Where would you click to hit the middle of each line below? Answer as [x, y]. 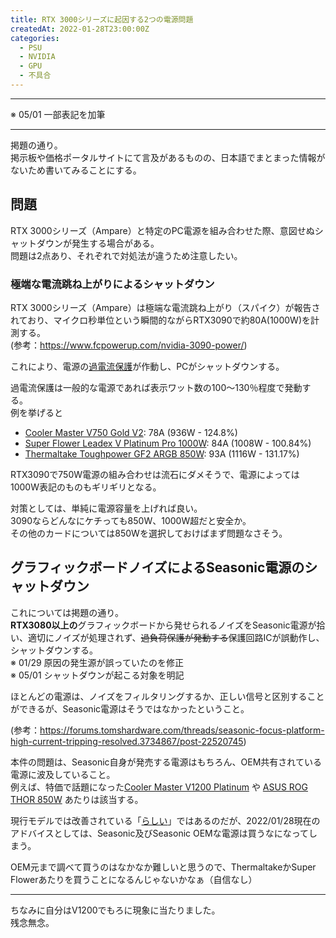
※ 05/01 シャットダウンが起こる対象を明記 [97, 675]
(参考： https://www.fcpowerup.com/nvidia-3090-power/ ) [129, 345]
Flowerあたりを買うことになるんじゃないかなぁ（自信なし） [134, 879]
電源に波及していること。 [63, 774]
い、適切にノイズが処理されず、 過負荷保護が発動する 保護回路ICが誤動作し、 [167, 637]
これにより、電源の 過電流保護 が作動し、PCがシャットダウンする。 [147, 366]
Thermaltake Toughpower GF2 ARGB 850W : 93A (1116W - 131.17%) [162, 453]
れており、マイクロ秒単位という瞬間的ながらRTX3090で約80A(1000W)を [160, 320]
